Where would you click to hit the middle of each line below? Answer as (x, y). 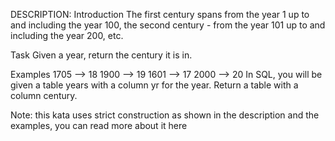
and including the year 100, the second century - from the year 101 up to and (168, 25)
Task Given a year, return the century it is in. (101, 55)
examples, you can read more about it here (99, 125)
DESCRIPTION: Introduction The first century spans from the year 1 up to (160, 14)
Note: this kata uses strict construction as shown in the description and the (165, 115)
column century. (44, 95)
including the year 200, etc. (67, 35)
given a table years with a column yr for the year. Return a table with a (154, 85)
